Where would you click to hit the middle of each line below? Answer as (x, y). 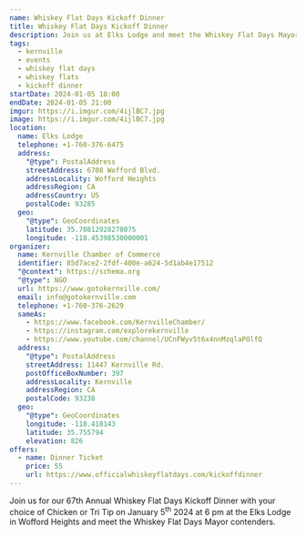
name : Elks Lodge (51, 137)
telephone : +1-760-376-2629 (71, 306)
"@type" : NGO (42, 280)
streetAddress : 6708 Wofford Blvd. (93, 170)
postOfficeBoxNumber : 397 (75, 373)
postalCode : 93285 (61, 204)
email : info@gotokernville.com (77, 297)
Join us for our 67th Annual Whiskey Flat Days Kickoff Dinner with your (143, 501)
